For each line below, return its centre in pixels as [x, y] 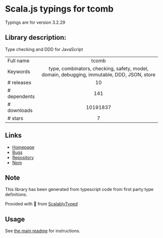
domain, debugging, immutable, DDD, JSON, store [98, 75]
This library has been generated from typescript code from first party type [79, 190]
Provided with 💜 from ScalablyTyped [41, 204]
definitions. [16, 194]
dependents [21, 96]
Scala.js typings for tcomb [59, 9]
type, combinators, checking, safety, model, [98, 68]
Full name [19, 61]
